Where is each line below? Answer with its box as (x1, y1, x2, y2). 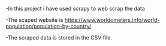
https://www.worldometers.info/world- (64, 17, 160, 23)
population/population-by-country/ (5, 23, 92, 29)
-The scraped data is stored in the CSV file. (5, 34, 112, 41)
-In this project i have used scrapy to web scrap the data (5, 5, 145, 12)
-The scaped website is (5, 17, 64, 23)
